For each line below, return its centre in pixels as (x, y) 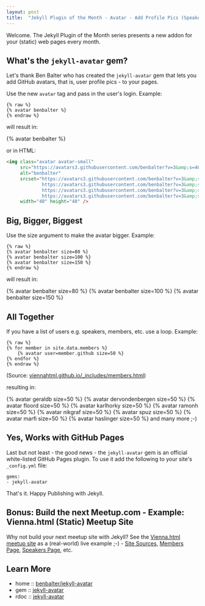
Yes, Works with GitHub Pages (65, 438)
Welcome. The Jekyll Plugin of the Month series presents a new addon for (99, 35)
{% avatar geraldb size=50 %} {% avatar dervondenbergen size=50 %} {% (101, 399)
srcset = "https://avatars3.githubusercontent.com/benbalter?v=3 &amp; (109, 179)
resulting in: (21, 387)
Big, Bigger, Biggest (45, 221)
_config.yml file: (27, 465)
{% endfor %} (23, 359)
